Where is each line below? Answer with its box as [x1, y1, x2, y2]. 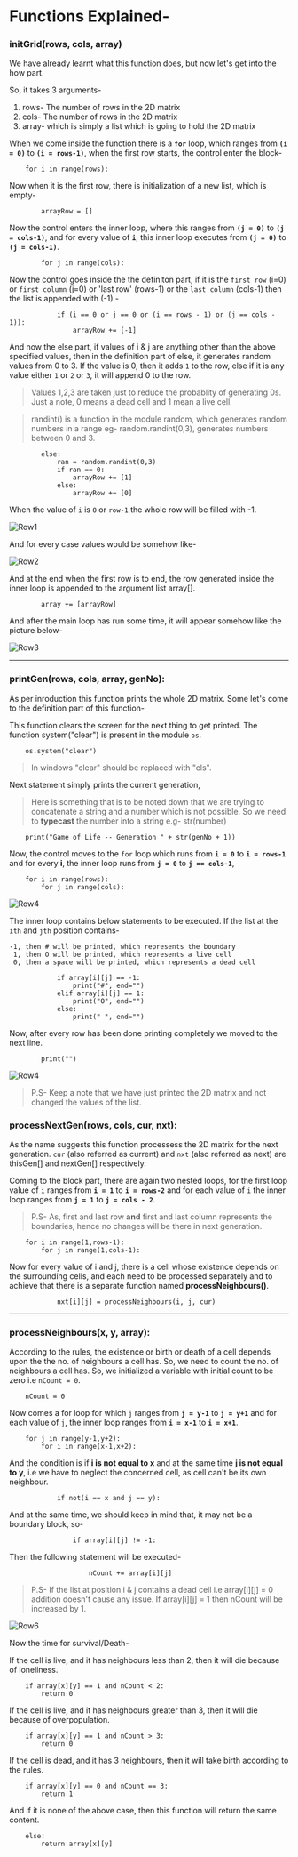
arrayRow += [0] [72, 489, 133, 498]
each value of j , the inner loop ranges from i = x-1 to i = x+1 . [9, 1417, 239, 1428]
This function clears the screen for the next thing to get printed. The [9, 719, 258, 730]
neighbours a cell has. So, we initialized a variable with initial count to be [9, 1365, 274, 1376]
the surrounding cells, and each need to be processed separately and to [9, 1271, 273, 1282]
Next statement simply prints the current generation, [9, 779, 201, 790]
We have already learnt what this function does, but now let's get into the [9, 58, 277, 68]
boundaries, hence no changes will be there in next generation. [30, 1221, 263, 1232]
